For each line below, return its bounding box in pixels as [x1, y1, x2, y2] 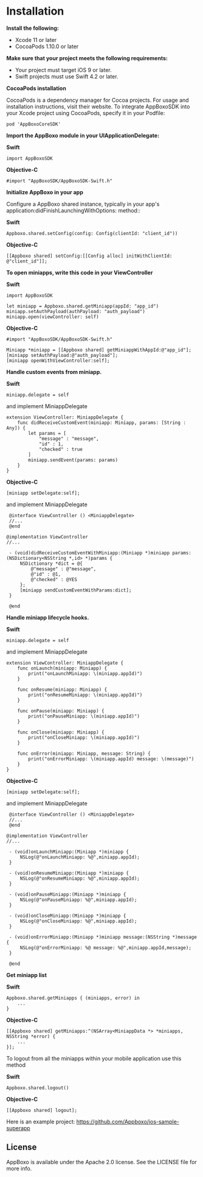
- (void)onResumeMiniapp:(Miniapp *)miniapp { [9, 870, 129, 876]
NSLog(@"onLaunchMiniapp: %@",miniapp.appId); [19, 854, 140, 860]
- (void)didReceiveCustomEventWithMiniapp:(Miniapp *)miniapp [9, 550, 170, 556]
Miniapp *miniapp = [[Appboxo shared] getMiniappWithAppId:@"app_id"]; [6, 347, 191, 353]
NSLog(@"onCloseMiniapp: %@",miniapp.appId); [19, 918, 137, 924]
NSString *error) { [6, 1033, 56, 1039]
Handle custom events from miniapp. [6, 368, 102, 375]
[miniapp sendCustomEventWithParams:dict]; [19, 587, 132, 593]
